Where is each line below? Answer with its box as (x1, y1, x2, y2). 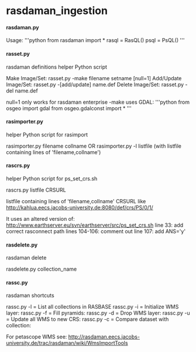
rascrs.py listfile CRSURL (6, 186, 66, 193)
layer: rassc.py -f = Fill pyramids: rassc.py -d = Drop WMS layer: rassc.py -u (6, 309, 190, 317)
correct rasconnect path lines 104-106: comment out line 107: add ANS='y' (6, 228, 186, 235)
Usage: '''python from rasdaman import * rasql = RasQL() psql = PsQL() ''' (6, 37, 185, 44)
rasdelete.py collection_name (6, 265, 77, 273)
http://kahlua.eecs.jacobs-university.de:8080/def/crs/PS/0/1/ (6, 204, 153, 211)
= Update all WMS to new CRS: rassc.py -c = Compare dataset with (6, 316, 169, 323)
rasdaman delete (6, 254, 47, 261)
